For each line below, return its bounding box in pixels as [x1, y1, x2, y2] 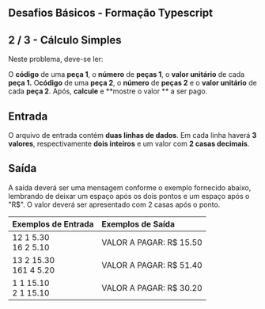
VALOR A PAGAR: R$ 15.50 [101, 237, 203, 248]
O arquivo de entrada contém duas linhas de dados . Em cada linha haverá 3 [8, 131, 257, 140]
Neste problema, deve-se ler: [8, 55, 104, 64]
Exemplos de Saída [101, 218, 176, 229]
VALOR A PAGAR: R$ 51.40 [101, 259, 203, 270]
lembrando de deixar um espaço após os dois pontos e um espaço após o [8, 191, 250, 200]
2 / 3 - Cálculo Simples [8, 33, 122, 47]
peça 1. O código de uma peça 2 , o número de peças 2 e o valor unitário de [8, 78, 257, 88]
